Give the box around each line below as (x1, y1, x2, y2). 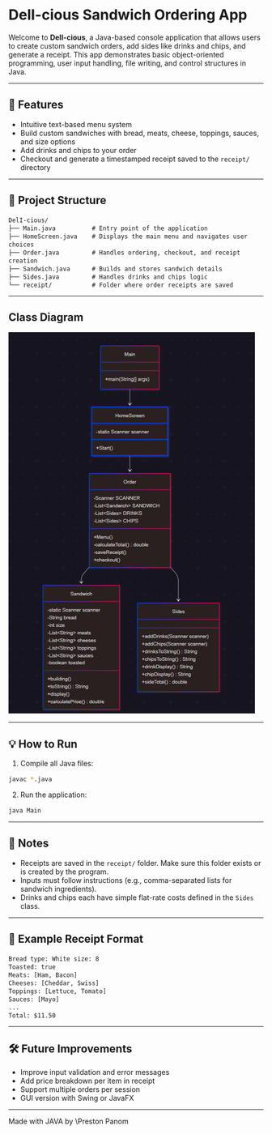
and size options (19, 136, 75, 147)
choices (8, 241, 35, 249)
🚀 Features (8, 98, 64, 112)
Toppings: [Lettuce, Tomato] (8, 987, 107, 995)
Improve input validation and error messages (19, 1068, 170, 1077)
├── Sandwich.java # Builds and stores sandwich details (8, 265, 223, 273)
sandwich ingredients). (19, 884, 97, 893)
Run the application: (19, 790, 87, 799)
